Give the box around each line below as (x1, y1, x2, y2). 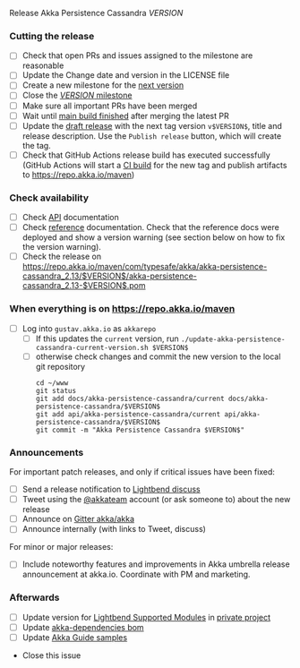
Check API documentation (21, 212, 119, 223)
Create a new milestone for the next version (21, 80, 184, 90)
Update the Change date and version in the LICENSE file (21, 70, 230, 81)
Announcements (9, 446, 84, 458)
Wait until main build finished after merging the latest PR (21, 110, 230, 121)
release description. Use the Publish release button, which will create (21, 130, 282, 141)
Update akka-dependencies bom (21, 621, 145, 632)
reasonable (21, 60, 64, 71)
